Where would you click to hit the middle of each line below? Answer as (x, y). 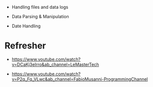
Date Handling (26, 26)
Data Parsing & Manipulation (40, 16)
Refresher (25, 46)
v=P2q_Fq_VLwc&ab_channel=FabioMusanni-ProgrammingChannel (80, 79)
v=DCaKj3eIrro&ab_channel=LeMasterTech (55, 64)
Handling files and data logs (40, 7)
